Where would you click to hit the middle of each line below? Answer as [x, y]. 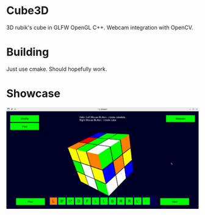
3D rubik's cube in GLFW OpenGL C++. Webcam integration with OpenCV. [100, 27]
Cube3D [27, 11]
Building [28, 52]
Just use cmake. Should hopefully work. [57, 69]
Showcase [34, 93]
